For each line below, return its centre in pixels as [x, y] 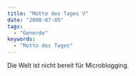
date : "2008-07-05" [36, 20]
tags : [15, 26]
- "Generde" [31, 33]
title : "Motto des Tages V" [48, 13]
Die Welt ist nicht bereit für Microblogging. [68, 65]
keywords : [22, 39]
